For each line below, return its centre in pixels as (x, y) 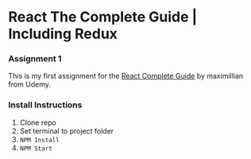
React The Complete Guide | (103, 17)
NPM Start (36, 148)
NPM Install (39, 140)
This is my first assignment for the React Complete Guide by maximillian (126, 76)
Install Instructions (45, 105)
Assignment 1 (35, 59)
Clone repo (38, 122)
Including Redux (63, 34)
